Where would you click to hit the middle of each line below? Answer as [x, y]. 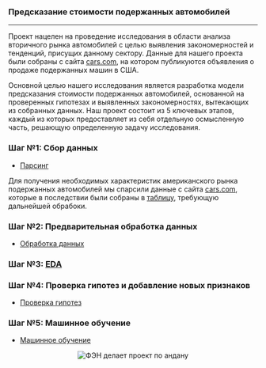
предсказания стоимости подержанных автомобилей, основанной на [126, 94]
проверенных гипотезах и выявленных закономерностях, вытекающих [129, 102]
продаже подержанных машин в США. [74, 70]
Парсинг [34, 165]
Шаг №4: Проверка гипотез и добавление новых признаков [129, 285]
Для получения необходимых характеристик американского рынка [123, 180]
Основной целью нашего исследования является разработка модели [126, 85]
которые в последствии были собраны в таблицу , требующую [114, 197]
